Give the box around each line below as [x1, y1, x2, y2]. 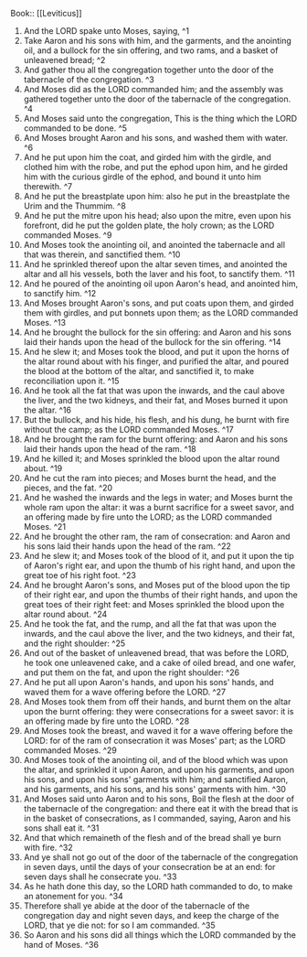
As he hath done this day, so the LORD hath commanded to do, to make [23, 881, 293, 891]
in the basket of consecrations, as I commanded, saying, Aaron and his [23, 813, 291, 823]
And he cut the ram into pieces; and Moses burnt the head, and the [23, 473, 277, 483]
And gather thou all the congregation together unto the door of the [23, 64, 274, 75]
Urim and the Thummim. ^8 [23, 200, 126, 211]
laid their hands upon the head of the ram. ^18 [23, 444, 197, 454]
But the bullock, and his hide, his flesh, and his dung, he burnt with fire [23, 414, 291, 425]
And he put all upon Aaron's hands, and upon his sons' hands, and [23, 677, 274, 687]
